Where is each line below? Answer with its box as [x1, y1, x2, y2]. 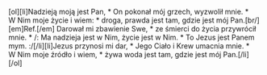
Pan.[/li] [223, 50, 250, 59]
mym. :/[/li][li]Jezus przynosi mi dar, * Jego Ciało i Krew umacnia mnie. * [8, 41, 250, 51]
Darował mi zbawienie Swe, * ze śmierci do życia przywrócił [56, 24, 257, 33]
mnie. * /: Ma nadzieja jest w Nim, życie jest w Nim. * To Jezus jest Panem [8, 32, 255, 42]
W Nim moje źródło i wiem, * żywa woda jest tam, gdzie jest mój [8, 50, 222, 59]
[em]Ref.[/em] [8, 24, 55, 33]
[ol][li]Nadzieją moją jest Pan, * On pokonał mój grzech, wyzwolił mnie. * [8, 7, 249, 16]
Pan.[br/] [230, 15, 260, 25]
